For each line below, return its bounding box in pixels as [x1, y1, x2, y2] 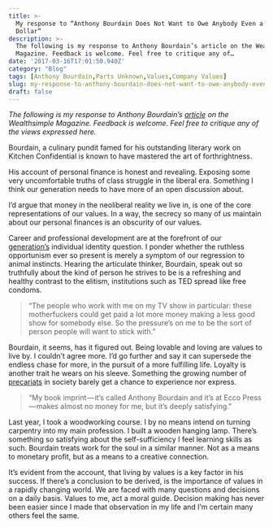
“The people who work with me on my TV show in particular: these [28, 301, 252, 311]
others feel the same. [8, 511, 80, 520]
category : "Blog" [8, 65, 67, 73]
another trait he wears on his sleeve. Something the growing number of [8, 368, 247, 378]
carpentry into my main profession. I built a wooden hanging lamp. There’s [8, 426, 258, 436]
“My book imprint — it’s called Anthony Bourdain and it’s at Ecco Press [28, 393, 262, 403]
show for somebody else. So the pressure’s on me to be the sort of [28, 318, 252, 328]
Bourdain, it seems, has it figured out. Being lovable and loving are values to [8, 342, 262, 352]
